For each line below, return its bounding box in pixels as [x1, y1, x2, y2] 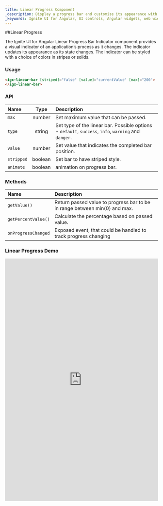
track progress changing [54, 233, 111, 240]
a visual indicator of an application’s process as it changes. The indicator [5, 44, 150, 50]
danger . [55, 134, 72, 141]
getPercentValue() [7, 217, 50, 222]
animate [7, 164, 25, 170]
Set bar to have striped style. [55, 156, 121, 162]
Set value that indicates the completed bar [55, 142, 152, 148]
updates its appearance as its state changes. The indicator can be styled [5, 49, 150, 55]
